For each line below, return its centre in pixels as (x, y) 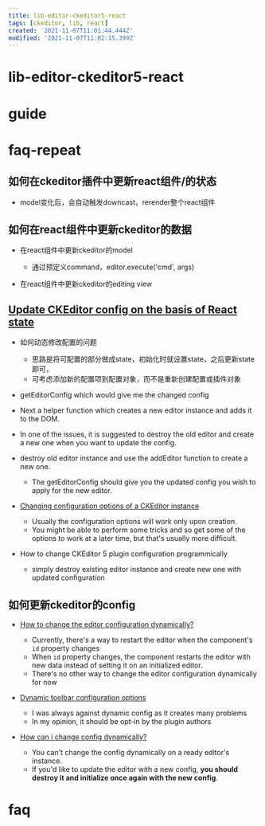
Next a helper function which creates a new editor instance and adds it (136, 410)
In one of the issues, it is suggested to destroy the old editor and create (137, 434)
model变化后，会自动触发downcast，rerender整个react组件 (117, 202)
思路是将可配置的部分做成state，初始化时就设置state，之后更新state (143, 359)
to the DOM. (40, 419)
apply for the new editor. (72, 491)
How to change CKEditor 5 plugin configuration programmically (124, 554)
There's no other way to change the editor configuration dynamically (144, 674)
